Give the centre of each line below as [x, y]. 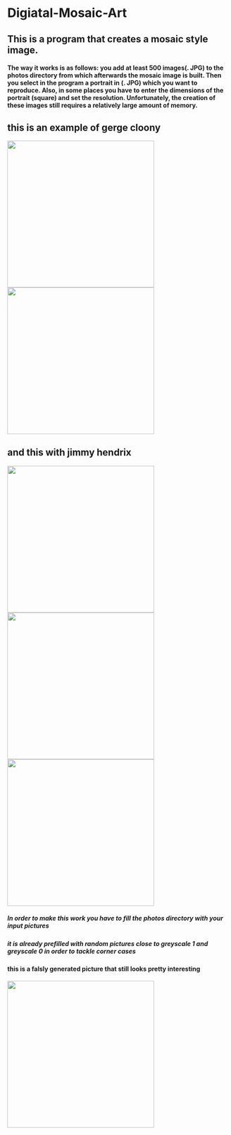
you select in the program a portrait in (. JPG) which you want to [102, 83]
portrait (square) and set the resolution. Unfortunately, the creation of [112, 98]
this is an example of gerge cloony [84, 127]
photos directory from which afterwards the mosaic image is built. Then [114, 75]
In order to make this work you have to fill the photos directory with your [115, 919]
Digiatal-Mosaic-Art [67, 13]
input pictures [28, 926]
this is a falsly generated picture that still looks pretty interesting [104, 969]
